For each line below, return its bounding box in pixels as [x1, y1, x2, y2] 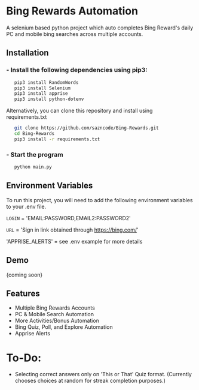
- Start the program [6, 150, 64, 158]
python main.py [14, 164, 52, 170]
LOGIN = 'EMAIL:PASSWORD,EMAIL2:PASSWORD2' [6, 214, 131, 221]
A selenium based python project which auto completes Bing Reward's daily [6, 24, 194, 31]
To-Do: [6, 351, 42, 364]
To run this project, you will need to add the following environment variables [6, 196, 193, 203]
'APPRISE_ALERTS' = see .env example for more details [6, 238, 143, 245]
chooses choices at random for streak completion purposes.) [14, 377, 166, 385]
